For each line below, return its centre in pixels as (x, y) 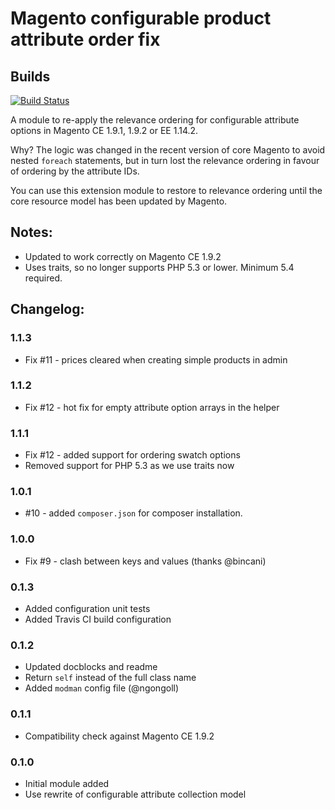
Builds (30, 76)
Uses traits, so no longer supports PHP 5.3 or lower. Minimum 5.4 (159, 267)
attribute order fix (85, 39)
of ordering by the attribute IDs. (75, 171)
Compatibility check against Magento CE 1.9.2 (119, 736)
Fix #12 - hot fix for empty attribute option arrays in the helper (152, 407)
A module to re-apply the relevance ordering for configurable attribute (155, 120)
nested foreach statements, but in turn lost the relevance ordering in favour (165, 160)
